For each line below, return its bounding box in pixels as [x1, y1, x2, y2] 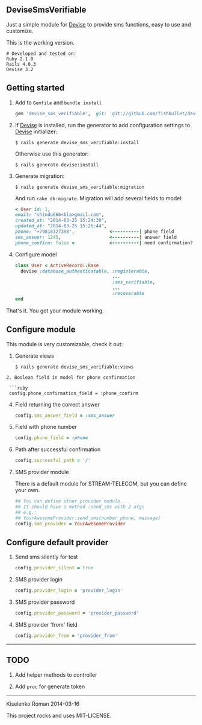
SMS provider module [14, 469, 69, 476]
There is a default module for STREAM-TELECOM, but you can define [14, 480, 188, 487]
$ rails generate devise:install [14, 162, 99, 168]
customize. [6, 27, 34, 34]
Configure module [6, 325, 76, 335]
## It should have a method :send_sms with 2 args [14, 504, 145, 510]
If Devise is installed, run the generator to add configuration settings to [14, 121, 191, 128]
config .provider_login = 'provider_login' [14, 587, 123, 594]
